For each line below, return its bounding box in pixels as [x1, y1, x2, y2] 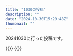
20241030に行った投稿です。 [5, 35, 66, 41]
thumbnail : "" [5, 21, 35, 26]
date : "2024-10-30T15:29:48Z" [5, 16, 69, 21]
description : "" [5, 12, 39, 17]
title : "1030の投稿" [5, 7, 46, 12]
